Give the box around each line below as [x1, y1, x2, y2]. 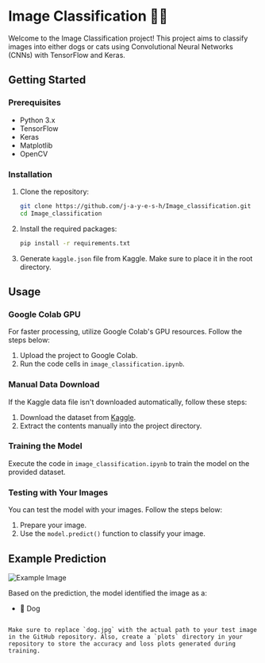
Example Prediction [8, 552, 107, 565]
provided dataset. [8, 467, 66, 476]
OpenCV [19, 148, 48, 158]
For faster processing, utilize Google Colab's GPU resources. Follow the [8, 327, 243, 337]
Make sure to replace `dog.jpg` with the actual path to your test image [8, 626, 258, 634]
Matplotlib [19, 141, 53, 150]
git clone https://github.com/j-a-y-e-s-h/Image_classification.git [19, 202, 252, 210]
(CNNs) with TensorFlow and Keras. [8, 50, 125, 60]
